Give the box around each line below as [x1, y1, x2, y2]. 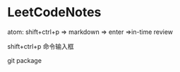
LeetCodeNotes [7, 4, 102, 20]
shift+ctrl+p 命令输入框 [7, 42, 74, 50]
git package [7, 56, 42, 64]
